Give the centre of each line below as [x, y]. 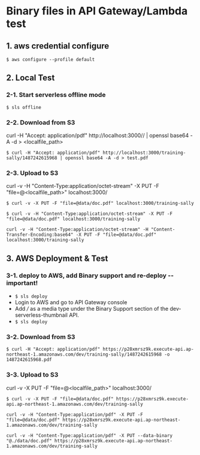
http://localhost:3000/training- [144, 153]
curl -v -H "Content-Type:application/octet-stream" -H [77, 230]
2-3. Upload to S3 [32, 173]
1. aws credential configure [58, 46]
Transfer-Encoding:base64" [40, 235]
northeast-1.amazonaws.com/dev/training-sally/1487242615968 [84, 354]
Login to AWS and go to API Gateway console [71, 302]
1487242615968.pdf [29, 360]
